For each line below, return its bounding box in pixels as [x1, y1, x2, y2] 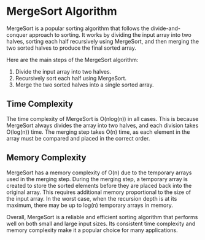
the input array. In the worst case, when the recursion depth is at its [6, 195, 177, 202]
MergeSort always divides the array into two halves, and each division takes [6, 122, 199, 129]
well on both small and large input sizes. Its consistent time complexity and [6, 220, 196, 227]
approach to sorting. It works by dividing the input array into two [28, 31, 191, 38]
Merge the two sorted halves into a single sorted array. [15, 81, 154, 88]
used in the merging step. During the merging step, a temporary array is [6, 175, 188, 182]
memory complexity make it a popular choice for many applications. [6, 226, 178, 234]
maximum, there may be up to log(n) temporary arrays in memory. [6, 201, 174, 209]
